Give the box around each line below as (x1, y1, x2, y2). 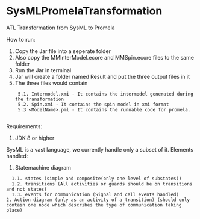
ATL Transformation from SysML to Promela (6, 24, 116, 31)
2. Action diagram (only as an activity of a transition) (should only (6, 197, 190, 203)
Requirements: (6, 122, 42, 130)
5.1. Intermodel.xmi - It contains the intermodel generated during (17, 91, 194, 97)
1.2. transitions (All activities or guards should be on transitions (11, 180, 193, 187)
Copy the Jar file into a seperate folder (14, 47, 111, 55)
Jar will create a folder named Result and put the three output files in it (14, 73, 190, 80)
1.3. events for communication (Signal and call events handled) (11, 191, 180, 197)
